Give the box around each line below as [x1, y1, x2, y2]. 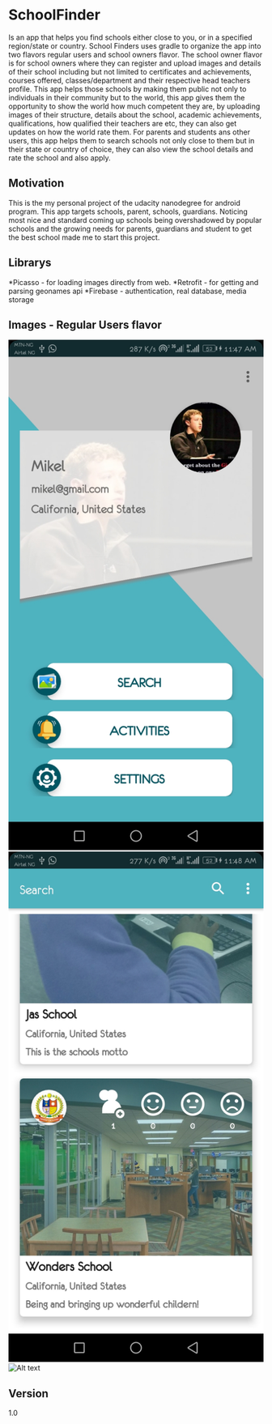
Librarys [8, 256, 52, 270]
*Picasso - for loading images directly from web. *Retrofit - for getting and [8, 277, 259, 287]
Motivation [8, 177, 65, 190]
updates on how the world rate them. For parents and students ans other [8, 127, 251, 137]
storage [8, 294, 35, 305]
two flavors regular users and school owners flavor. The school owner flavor [8, 49, 263, 59]
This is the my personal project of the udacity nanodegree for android [8, 198, 241, 207]
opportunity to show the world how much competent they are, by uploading [8, 101, 261, 111]
